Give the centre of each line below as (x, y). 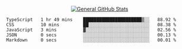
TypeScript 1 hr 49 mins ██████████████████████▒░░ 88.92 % (91, 20)
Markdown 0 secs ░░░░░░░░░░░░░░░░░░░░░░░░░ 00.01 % (91, 40)
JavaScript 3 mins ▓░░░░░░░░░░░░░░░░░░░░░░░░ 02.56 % (91, 30)
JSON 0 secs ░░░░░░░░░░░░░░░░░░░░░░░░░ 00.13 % (91, 35)
